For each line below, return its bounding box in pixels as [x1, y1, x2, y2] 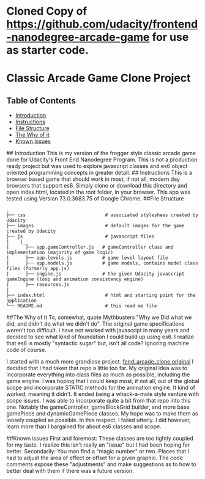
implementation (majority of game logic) [6, 249, 114, 256]
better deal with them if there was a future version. [6, 467, 135, 475]
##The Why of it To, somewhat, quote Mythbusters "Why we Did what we [6, 313, 192, 321]
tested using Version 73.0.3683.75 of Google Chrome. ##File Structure [6, 195, 184, 202]
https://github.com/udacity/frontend [6, 17, 198, 31]
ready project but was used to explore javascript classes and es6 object [6, 163, 188, 170]
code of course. [6, 346, 47, 354]
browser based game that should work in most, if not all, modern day [6, 175, 181, 183]
